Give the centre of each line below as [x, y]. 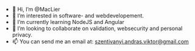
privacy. [22, 35]
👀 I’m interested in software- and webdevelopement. [78, 16]
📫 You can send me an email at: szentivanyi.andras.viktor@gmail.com [100, 41]
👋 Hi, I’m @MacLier [36, 9]
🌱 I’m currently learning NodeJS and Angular [68, 22]
